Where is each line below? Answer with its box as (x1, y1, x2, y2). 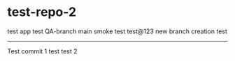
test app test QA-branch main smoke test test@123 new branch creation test (7, 27, 227, 35)
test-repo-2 (7, 4, 77, 20)
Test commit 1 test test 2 (7, 46, 78, 55)
